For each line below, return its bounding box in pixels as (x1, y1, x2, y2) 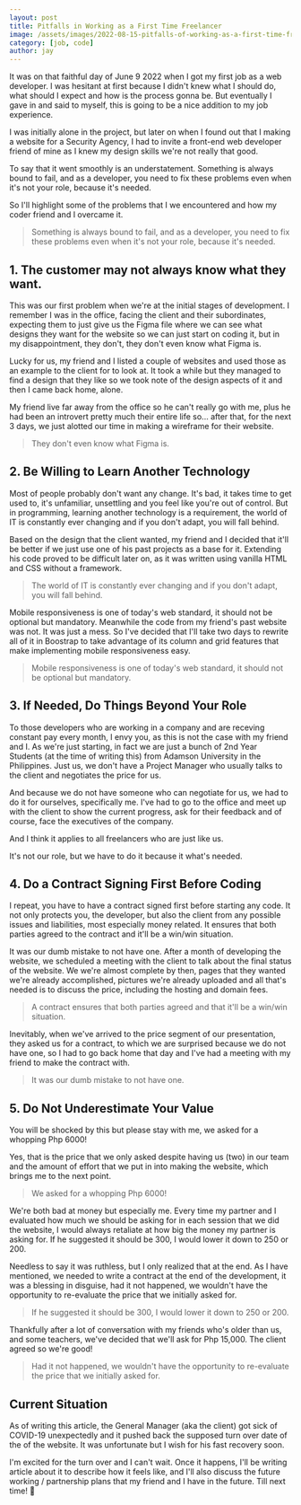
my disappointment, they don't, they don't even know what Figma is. (9, 338, 262, 348)
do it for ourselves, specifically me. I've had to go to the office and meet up (9, 797, 287, 807)
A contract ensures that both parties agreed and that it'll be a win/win (30, 1002, 288, 1013)
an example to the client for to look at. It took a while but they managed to (9, 365, 281, 375)
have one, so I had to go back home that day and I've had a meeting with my (9, 1048, 291, 1059)
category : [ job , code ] (9, 38, 94, 48)
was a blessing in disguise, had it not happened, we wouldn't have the (9, 1281, 269, 1291)
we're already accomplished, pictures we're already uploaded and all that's (9, 975, 287, 986)
